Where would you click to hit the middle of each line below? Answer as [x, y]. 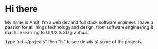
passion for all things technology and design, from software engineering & [79, 27]
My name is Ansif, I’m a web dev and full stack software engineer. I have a [79, 22]
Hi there [21, 9]
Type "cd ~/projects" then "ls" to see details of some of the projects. [74, 41]
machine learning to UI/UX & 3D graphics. [47, 32]
